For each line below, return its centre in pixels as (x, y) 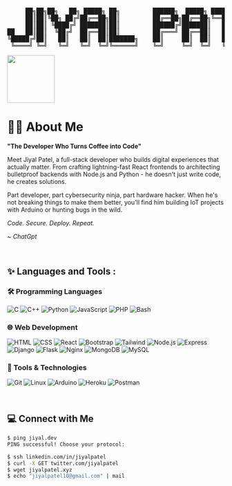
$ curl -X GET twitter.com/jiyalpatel (63, 463)
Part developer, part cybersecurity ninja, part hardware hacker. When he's (113, 195)
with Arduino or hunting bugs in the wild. (65, 209)
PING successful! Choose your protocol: (66, 444)
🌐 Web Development (42, 327)
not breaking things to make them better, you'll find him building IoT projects (116, 202)
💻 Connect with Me (51, 419)
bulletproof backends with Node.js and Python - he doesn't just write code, (114, 174)
